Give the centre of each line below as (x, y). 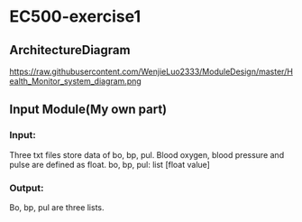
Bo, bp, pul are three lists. (57, 207)
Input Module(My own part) (88, 110)
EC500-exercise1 (75, 17)
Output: (27, 188)
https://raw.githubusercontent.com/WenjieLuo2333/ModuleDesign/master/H (151, 71)
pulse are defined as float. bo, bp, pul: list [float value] (110, 164)
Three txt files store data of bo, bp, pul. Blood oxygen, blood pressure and (147, 154)
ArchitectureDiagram (70, 50)
